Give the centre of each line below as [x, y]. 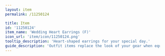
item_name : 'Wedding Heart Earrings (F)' [48, 32]
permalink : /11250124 [27, 14]
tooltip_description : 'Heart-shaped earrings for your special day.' [78, 42]
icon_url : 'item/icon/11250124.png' [42, 37]
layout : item [18, 10]
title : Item [17, 23]
